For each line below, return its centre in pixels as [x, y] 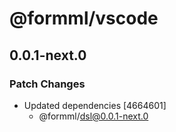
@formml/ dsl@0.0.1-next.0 [93, 116]
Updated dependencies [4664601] [95, 105]
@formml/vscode [84, 18]
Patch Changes [47, 84]
